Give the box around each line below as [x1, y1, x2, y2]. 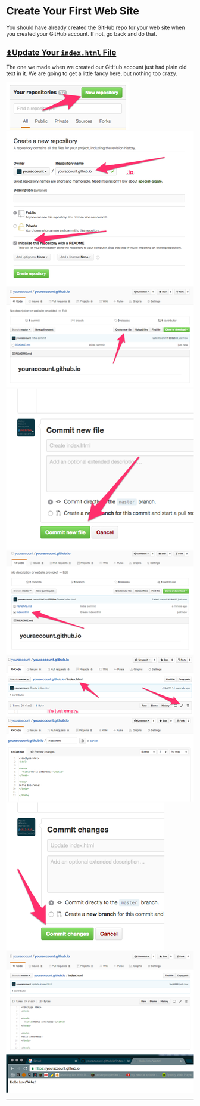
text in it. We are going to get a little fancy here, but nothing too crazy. [6, 70, 177, 77]
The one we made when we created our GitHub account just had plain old [6, 63, 187, 70]
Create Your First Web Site [6, 4, 140, 18]
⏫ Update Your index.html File [6, 48, 117, 58]
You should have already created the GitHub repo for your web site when [6, 24, 186, 31]
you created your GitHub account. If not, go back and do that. [6, 30, 158, 37]
